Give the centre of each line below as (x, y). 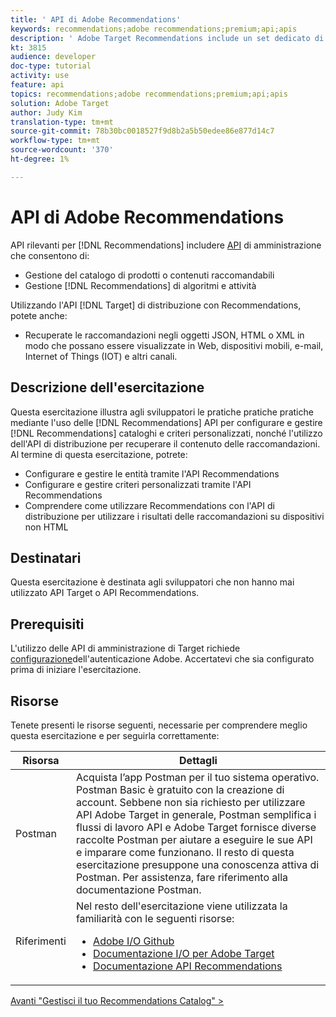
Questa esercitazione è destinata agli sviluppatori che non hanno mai (152, 582)
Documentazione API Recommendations (188, 966)
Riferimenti (41, 941)
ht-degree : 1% (40, 159)
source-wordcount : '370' (62, 150)
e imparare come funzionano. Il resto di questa (185, 852)
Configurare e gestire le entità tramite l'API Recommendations (152, 473)
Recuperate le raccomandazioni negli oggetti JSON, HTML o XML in (164, 335)
